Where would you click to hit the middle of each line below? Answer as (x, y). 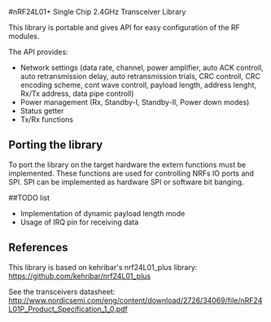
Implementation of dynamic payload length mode (103, 213)
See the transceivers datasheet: (62, 291)
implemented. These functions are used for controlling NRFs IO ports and (131, 173)
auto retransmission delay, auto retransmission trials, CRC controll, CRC (140, 76)
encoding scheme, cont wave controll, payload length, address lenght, (138, 85)
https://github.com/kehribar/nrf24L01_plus (80, 276)
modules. (24, 36)
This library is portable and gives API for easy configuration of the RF (124, 27)
